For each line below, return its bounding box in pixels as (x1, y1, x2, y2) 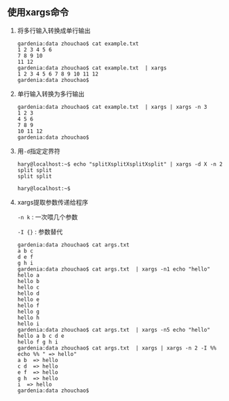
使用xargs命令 (7, 6, 69, 19)
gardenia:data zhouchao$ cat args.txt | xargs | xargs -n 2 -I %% (17, 344, 217, 352)
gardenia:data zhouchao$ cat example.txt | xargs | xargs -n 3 (17, 103, 207, 110)
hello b (17, 278, 40, 284)
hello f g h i (17, 339, 58, 345)
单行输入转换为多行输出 (17, 89, 85, 98)
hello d (17, 290, 40, 297)
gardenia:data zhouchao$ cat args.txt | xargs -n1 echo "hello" (17, 266, 210, 273)
